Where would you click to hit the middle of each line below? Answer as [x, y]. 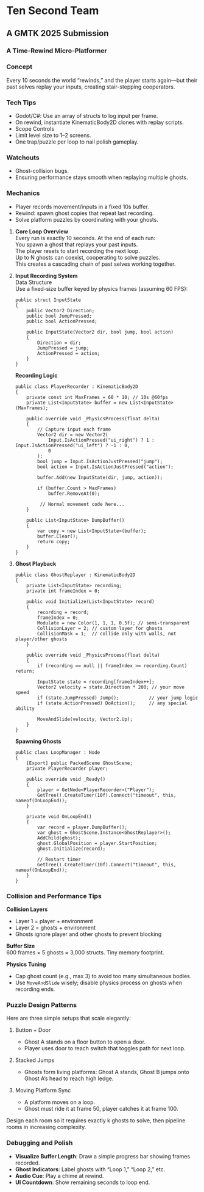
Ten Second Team [53, 11]
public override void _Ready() [66, 779]
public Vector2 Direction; [61, 310]
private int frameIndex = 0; [63, 591]
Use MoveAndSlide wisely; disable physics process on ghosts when [99, 982]
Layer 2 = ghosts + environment [55, 927]
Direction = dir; [59, 343]
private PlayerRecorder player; [67, 768]
